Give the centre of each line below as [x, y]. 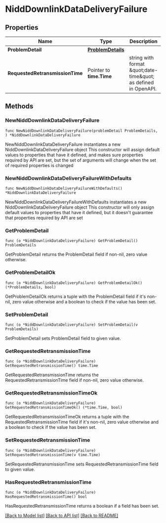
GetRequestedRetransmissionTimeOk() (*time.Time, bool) [64, 407]
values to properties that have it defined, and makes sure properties [74, 155]
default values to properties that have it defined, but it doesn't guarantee [79, 212]
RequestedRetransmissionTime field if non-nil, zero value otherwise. [75, 380]
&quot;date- [144, 70]
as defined [142, 83]
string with [142, 58]
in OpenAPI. [143, 89]
